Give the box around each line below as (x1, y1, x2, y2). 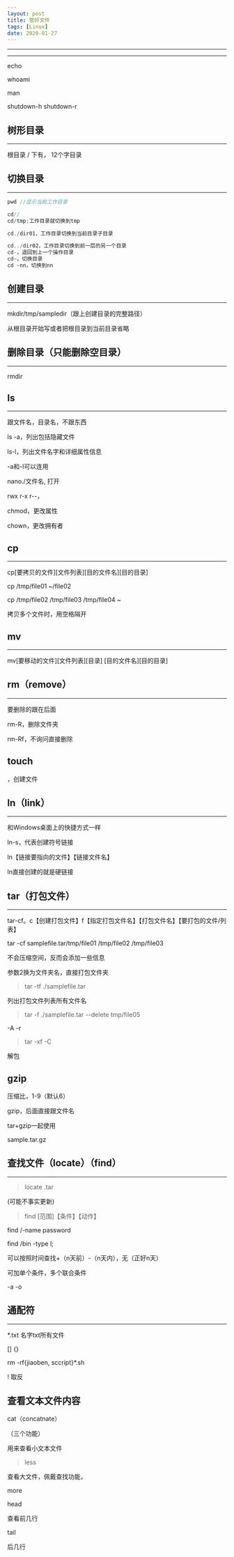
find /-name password (7, 1225, 71, 1234)
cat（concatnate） (7, 1415, 61, 1423)
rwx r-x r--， (7, 492, 44, 500)
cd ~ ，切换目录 (7, 256, 43, 263)
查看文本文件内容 (7, 1395, 81, 1407)
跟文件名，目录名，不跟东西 (7, 418, 87, 426)
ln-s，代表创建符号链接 (7, 838, 74, 846)
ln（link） (7, 797, 50, 809)
